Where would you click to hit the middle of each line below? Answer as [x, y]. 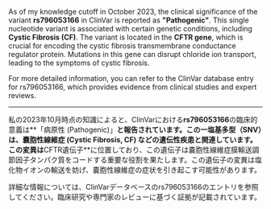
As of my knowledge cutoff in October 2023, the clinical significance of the [133, 12]
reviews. [22, 95]
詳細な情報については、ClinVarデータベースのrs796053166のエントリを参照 [133, 187]
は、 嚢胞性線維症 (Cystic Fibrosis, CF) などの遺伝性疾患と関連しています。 [133, 139]
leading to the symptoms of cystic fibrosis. [79, 63]
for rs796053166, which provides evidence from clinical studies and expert [133, 87]
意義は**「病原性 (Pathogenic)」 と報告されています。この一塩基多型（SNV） [135, 129]
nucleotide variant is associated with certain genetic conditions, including [130, 29]
